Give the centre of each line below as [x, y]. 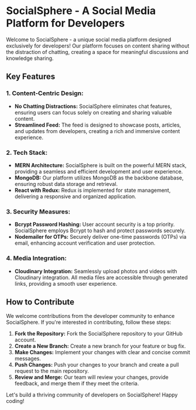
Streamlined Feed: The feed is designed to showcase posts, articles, [98, 125]
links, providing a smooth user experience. [66, 283]
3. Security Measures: [38, 211]
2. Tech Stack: [27, 153]
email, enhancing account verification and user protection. [85, 243]
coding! [15, 401]
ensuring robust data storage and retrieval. [66, 184]
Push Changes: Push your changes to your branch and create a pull [97, 365]
